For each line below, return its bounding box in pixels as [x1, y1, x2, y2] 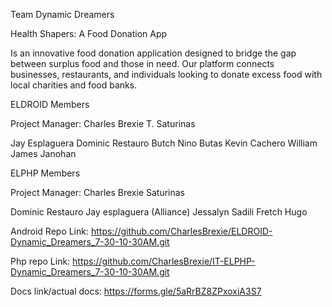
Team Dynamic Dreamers [10, 9, 115, 20]
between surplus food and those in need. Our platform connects [10, 58, 275, 69]
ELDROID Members [10, 99, 90, 110]
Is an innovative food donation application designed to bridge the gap [10, 47, 297, 59]
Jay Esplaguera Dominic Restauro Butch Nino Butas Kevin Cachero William [10, 137, 318, 149]
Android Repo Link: [10, 225, 90, 237]
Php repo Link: [10, 255, 71, 267]
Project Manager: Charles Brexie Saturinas [10, 187, 186, 198]
